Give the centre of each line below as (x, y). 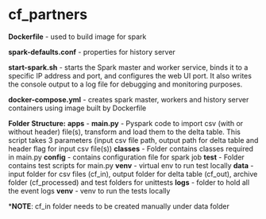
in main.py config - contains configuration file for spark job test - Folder (126, 157)
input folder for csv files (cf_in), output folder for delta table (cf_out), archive (133, 174)
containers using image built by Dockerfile (77, 108)
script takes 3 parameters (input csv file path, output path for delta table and (133, 140)
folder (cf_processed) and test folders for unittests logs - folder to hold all (129, 182)
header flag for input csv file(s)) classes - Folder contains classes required (131, 148)
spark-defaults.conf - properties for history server (92, 52)
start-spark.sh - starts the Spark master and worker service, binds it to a (128, 67)
